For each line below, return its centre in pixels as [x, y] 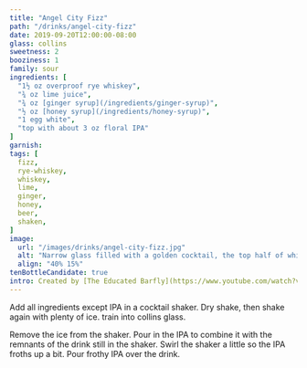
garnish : [26, 145]
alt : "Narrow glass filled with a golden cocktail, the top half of [151, 256]
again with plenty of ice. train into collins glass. [98, 317]
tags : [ [24, 153]
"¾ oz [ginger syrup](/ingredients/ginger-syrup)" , [118, 103]
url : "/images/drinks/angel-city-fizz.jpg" [101, 247]
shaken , [32, 221]
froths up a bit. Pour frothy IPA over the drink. [95, 353]
